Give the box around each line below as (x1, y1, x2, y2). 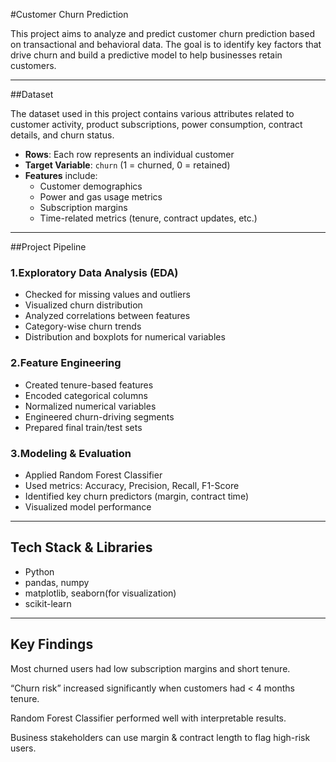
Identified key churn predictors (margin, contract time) (24, 490, 249, 502)
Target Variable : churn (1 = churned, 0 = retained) (24, 159, 231, 171)
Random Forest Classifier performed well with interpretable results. (10, 712, 287, 724)
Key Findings (10, 636, 94, 653)
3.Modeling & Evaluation (10, 446, 132, 460)
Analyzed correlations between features (24, 310, 191, 322)
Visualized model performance (24, 500, 152, 513)
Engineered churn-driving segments (24, 410, 175, 423)
